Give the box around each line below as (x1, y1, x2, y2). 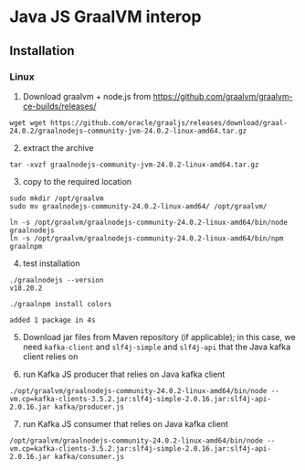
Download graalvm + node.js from (22, 91, 152, 101)
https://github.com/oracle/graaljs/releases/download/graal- (49, 118, 288, 127)
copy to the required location (22, 176, 132, 187)
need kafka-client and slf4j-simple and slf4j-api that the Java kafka (22, 341, 290, 352)
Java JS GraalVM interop (9, 6, 202, 27)
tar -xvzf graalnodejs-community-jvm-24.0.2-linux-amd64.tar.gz (9, 160, 259, 169)
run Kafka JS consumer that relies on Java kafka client (22, 418, 228, 429)
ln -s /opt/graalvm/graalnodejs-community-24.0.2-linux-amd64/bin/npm (9, 233, 284, 243)
